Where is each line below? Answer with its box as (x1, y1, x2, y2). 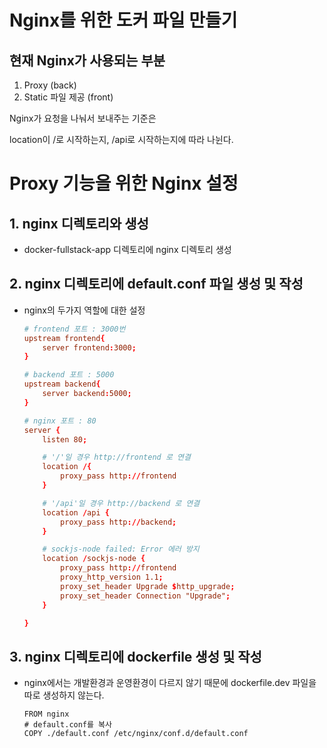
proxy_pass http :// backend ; (60, 517, 177, 527)
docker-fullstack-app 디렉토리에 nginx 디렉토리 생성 (23, 244, 232, 255)
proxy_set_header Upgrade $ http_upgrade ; (60, 581, 236, 591)
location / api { (42, 507, 110, 518)
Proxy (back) (23, 79, 77, 91)
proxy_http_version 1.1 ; (60, 572, 164, 583)
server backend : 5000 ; (42, 389, 132, 399)
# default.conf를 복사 (23, 720, 112, 730)
